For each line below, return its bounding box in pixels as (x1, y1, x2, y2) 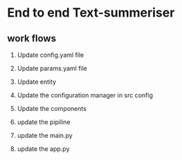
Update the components (17, 105, 87, 112)
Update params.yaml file (17, 64, 88, 72)
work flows (7, 33, 57, 44)
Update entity (17, 78, 57, 86)
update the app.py (17, 145, 70, 153)
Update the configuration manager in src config (17, 91, 154, 99)
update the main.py (17, 132, 73, 139)
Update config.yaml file (17, 51, 84, 59)
